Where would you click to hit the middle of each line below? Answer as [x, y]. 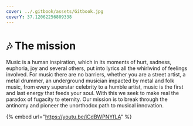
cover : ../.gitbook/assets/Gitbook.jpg [55, 11]
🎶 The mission [41, 46]
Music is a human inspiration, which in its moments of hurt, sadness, [89, 62]
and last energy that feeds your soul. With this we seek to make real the [93, 93]
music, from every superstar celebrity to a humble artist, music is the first [95, 87]
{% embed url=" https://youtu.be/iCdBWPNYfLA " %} [69, 117]
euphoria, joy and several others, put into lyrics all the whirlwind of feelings [97, 68]
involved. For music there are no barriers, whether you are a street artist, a [96, 75]
